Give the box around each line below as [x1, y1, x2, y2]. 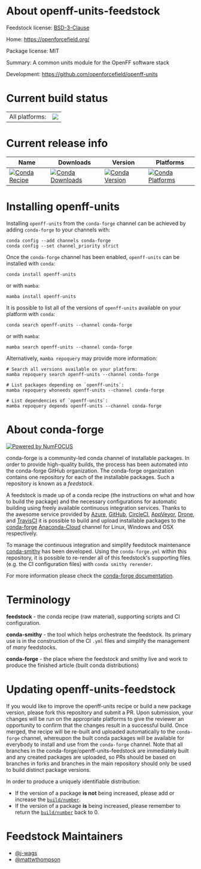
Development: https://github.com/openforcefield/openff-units [6, 70, 158, 77]
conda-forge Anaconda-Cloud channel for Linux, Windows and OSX [6, 523, 174, 530]
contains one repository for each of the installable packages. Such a [6, 473, 175, 480]
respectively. [6, 530, 38, 537]
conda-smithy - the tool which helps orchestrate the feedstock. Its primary [6, 631, 192, 638]
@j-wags [14, 849, 38, 856]
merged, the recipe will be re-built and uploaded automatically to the [6, 727, 175, 735]
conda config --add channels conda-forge [6, 237, 111, 243]
